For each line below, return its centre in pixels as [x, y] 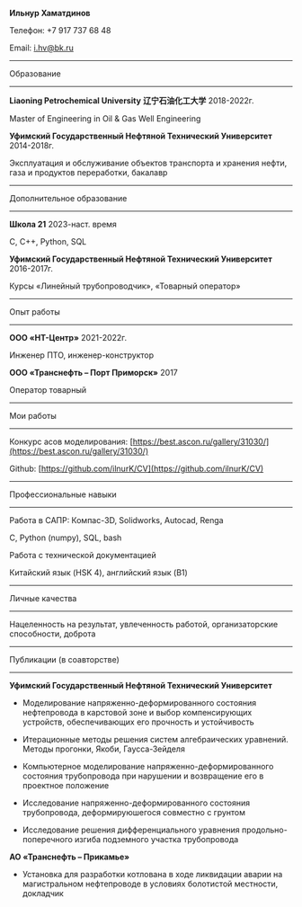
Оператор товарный [48, 390]
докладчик [43, 893]
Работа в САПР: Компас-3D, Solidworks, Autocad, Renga [116, 520]
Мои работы [33, 416]
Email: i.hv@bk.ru [42, 48]
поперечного [48, 839]
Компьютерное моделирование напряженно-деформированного [148, 766]
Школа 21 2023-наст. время [63, 224]
